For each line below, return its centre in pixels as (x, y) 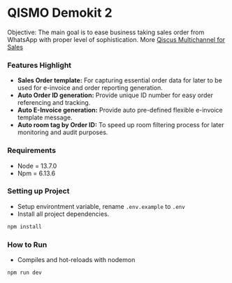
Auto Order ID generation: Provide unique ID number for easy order (115, 95)
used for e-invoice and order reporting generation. (90, 88)
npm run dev (24, 273)
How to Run (27, 245)
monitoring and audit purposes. (63, 132)
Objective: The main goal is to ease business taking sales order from (106, 32)
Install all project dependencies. (63, 214)
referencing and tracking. (54, 103)
